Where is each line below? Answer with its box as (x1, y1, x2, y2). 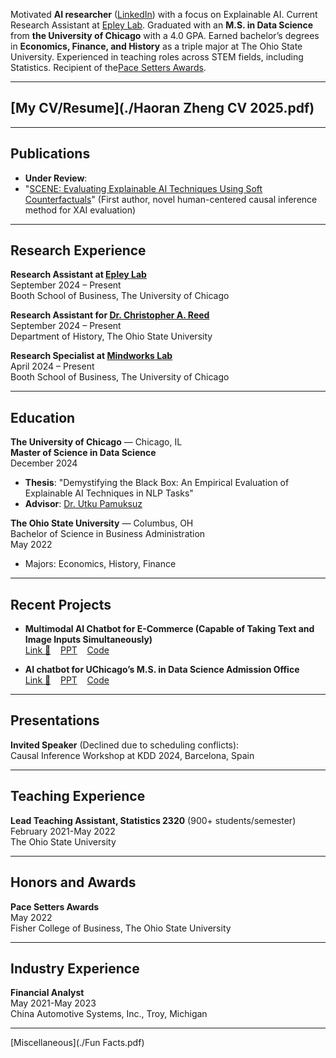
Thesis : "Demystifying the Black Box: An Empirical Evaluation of (24, 477, 290, 489)
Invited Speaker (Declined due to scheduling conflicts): (10, 739, 240, 751)
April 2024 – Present (10, 360, 95, 373)
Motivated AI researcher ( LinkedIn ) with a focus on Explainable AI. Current (10, 9, 318, 20)
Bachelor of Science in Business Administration (10, 528, 206, 540)
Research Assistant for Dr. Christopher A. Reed (10, 309, 210, 321)
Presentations (10, 712, 100, 729)
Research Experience (10, 242, 147, 259)
